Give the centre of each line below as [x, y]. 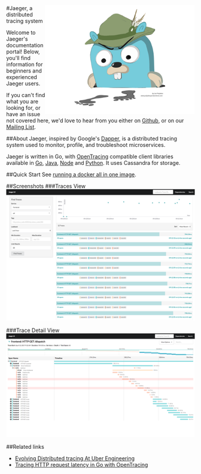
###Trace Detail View [33, 330]
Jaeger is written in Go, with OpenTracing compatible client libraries [90, 156]
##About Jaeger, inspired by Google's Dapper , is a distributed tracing [92, 138]
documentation [25, 45]
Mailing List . [21, 127]
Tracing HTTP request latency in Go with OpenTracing [81, 465]
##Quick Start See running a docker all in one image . [71, 174]
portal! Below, [23, 52]
